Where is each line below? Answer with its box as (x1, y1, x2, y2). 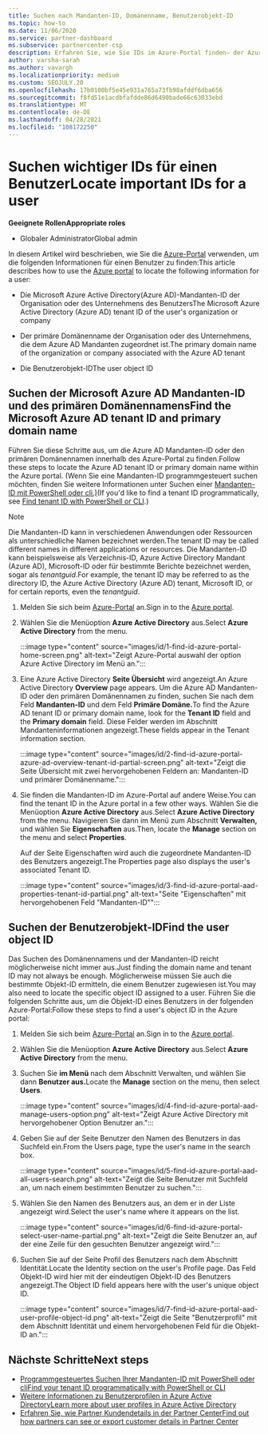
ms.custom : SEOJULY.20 (8, 78, 84, 86)
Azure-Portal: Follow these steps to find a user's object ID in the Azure (8, 1005, 238, 1015)
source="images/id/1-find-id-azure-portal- (100, 641, 242, 651)
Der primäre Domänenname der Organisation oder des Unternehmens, (19, 331, 252, 341)
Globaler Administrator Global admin (19, 233, 138, 243)
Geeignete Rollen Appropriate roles (8, 217, 126, 228)
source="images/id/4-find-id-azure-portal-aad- (100, 1101, 259, 1111)
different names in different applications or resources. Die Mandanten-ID (8, 544, 247, 554)
